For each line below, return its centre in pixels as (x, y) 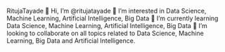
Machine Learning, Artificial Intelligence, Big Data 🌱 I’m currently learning (112, 18)
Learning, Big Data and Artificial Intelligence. (71, 41)
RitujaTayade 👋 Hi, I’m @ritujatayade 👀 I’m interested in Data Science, (107, 11)
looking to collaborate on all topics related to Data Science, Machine (105, 33)
